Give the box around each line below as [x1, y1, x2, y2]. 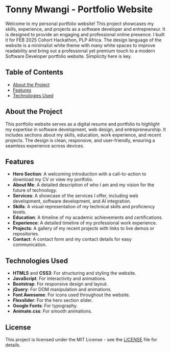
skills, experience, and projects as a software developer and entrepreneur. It [5, 26, 166, 32]
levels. [12, 209, 27, 215]
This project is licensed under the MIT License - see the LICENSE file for [5, 337, 157, 342]
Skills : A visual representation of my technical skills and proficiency [12, 204, 155, 210]
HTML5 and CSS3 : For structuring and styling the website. [12, 270, 136, 276]
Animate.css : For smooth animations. [12, 308, 92, 314]
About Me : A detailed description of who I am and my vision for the [12, 182, 155, 188]
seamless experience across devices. [5, 142, 84, 149]
